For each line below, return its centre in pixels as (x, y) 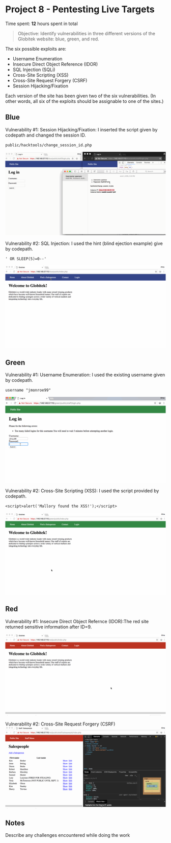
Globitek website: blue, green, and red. (58, 39)
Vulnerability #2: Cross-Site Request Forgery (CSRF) (60, 724)
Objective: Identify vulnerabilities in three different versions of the (86, 33)
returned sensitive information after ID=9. (49, 627)
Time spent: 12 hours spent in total (41, 24)
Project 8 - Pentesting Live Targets (80, 9)
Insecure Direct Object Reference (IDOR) (55, 64)
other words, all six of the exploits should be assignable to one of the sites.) (84, 101)
